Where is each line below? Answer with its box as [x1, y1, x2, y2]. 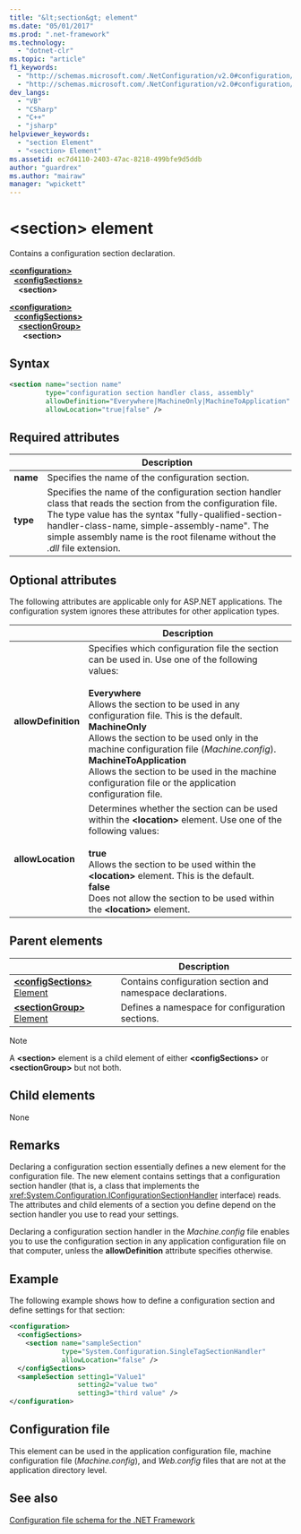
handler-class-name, [47, 520, 139, 532]
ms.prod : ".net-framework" [9, 30, 110, 39]
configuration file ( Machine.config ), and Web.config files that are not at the [9, 1455, 287, 1466]
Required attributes [9, 429, 120, 444]
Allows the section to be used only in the [88, 732, 259, 744]
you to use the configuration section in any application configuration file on [9, 1236, 287, 1246]
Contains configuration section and [120, 975, 269, 987]
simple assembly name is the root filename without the [47, 530, 277, 543]
